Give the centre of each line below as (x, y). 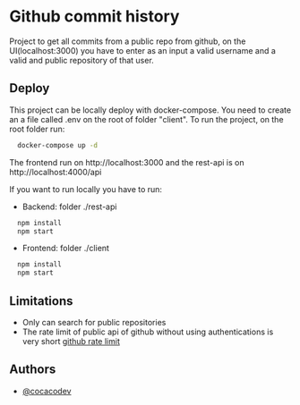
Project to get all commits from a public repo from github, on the (128, 41)
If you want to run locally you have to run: (86, 189)
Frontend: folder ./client (66, 249)
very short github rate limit (71, 341)
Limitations (41, 301)
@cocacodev (47, 391)
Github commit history (94, 17)
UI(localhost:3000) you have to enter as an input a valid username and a (142, 50)
